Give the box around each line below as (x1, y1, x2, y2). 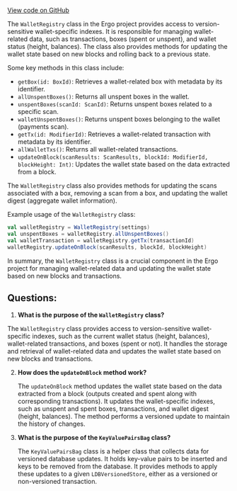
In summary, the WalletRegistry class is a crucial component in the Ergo (7, 256, 219, 265)
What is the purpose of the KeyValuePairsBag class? (17, 434, 171, 442)
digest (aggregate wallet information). (7, 196, 117, 205)
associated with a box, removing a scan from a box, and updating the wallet (7, 189, 228, 197)
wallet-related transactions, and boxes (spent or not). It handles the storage (7, 339, 228, 348)
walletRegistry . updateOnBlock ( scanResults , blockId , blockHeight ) (7, 244, 207, 251)
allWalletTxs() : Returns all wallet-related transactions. (17, 145, 178, 153)
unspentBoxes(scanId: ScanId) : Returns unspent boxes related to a (17, 100, 212, 108)
